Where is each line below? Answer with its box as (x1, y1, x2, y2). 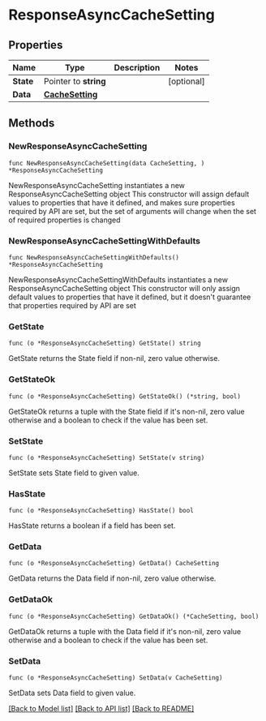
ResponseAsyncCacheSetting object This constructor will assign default (8, 189, 250, 199)
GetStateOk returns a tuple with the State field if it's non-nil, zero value (8, 406, 245, 416)
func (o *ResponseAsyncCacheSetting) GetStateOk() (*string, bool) (8, 392, 242, 401)
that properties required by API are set (8, 300, 136, 310)
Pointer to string (43, 75, 107, 87)
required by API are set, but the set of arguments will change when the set (8, 206, 257, 216)
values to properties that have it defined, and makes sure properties (8, 197, 235, 208)
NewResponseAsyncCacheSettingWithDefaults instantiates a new (8, 274, 229, 285)
